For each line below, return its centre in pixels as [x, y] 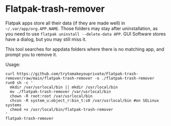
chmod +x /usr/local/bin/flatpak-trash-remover [62, 109]
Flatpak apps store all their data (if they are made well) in [65, 23]
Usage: [13, 64]
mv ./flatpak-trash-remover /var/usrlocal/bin [60, 92]
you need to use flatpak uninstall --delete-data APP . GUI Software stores [86, 34]
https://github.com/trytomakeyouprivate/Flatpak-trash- [78, 74]
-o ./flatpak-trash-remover [124, 78]
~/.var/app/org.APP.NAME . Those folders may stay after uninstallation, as [81, 28]
